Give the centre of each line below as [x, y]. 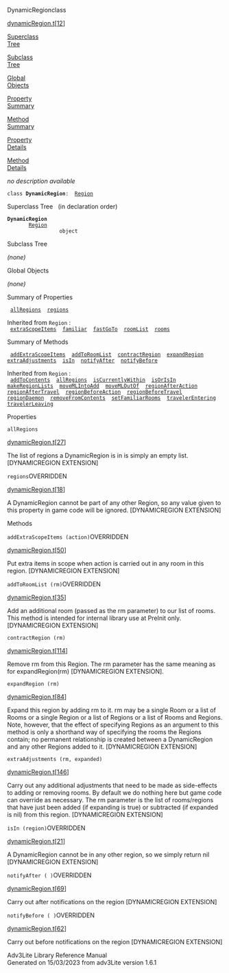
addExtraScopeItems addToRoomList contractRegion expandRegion [107, 354]
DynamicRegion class [37, 10]
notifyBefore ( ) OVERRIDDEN [51, 915]
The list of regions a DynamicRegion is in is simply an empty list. [98, 456]
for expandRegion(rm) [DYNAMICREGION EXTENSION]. [86, 671]
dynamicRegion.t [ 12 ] [36, 23]
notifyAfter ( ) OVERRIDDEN [49, 875]
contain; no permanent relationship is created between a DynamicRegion [110, 739]
